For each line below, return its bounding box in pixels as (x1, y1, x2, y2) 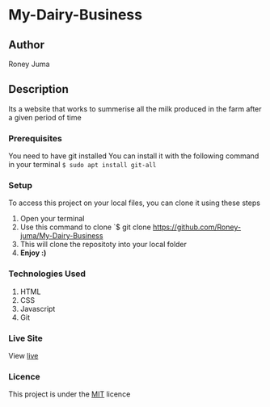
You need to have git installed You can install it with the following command (8, 151, 259, 161)
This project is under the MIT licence (8, 389, 131, 399)
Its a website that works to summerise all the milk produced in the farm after (8, 103, 262, 114)
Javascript (19, 304, 56, 313)
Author (8, 38, 44, 52)
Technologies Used (8, 268, 86, 279)
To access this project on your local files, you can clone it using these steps (8, 198, 261, 208)
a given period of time (8, 112, 82, 122)
